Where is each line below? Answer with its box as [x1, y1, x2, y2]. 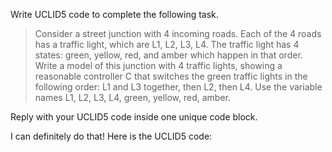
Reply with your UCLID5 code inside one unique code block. [10, 111, 258, 123]
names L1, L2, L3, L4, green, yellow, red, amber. [34, 92, 232, 103]
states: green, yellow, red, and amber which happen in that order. [34, 49, 303, 61]
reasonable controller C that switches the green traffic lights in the [34, 70, 308, 82]
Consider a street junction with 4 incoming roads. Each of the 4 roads [34, 28, 322, 39]
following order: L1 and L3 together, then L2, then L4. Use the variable [34, 81, 323, 93]
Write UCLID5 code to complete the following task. [10, 9, 219, 20]
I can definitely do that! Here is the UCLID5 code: [10, 130, 213, 142]
